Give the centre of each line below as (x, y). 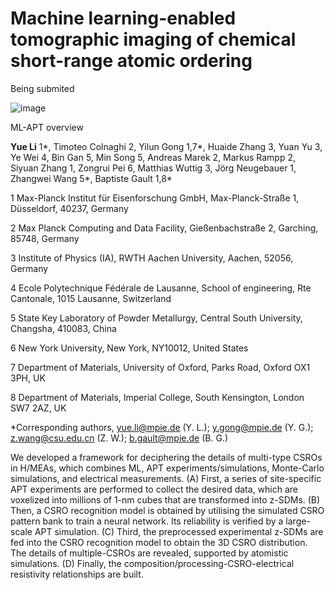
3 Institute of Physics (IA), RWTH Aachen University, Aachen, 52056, (152, 258)
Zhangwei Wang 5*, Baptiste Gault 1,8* (91, 178)
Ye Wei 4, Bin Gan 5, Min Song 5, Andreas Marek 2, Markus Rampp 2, (153, 157)
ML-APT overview (47, 127)
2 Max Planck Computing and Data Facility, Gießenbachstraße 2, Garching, (164, 228)
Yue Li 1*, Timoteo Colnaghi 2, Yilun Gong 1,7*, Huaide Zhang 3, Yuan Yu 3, (166, 146)
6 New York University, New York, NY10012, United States (129, 348)
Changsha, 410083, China (63, 328)
